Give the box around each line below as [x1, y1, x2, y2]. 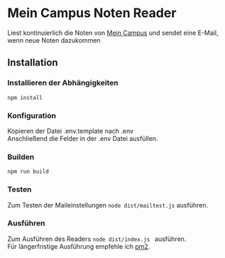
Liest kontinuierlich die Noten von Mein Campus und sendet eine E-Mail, [7, 28, 219, 37]
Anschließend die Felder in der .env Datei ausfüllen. [7, 134, 158, 143]
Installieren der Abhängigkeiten [7, 78, 119, 88]
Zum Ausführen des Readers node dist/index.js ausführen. [7, 235, 187, 243]
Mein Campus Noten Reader [7, 5, 177, 21]
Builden [7, 151, 35, 161]
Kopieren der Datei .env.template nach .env [7, 127, 133, 135]
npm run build [7, 168, 50, 176]
